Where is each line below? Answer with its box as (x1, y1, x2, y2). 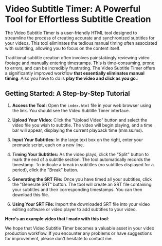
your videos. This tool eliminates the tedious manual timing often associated (5, 40, 157, 46)
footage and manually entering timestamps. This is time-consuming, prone (5, 60, 155, 66)
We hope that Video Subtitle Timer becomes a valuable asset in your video (5, 225, 155, 231)
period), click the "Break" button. (12, 167, 79, 173)
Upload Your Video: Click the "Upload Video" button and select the (12, 117, 147, 123)
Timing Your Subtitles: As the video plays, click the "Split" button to (12, 151, 149, 157)
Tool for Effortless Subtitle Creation (5, 14, 151, 25)
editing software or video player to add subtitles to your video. (12, 206, 137, 212)
